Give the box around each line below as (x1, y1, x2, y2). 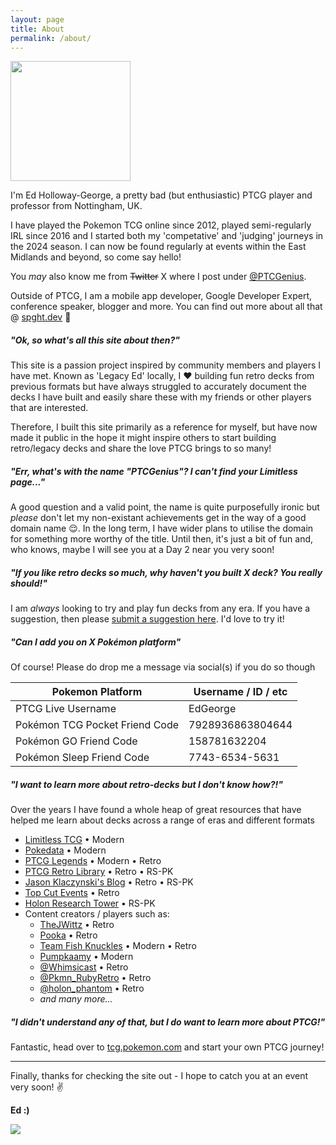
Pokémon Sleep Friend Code (15, 751, 150, 765)
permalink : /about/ (10, 33, 92, 43)
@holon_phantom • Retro (39, 982, 145, 995)
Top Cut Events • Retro (24, 887, 120, 899)
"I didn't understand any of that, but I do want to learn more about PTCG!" (10, 1016, 326, 1028)
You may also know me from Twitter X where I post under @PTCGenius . (10, 271, 307, 283)
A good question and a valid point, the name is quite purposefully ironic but (10, 501, 320, 513)
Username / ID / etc (193, 685, 288, 699)
